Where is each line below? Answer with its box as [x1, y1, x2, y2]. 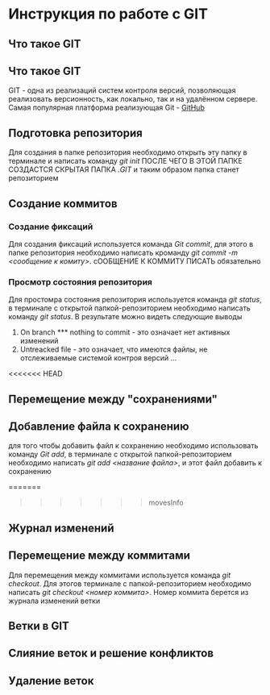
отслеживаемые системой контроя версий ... [19, 353, 177, 363]
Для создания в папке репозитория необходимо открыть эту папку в [8, 148, 247, 157]
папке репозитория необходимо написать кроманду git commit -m [8, 248, 239, 257]
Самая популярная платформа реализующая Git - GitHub [8, 102, 206, 113]
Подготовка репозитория [8, 126, 143, 139]
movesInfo [148, 497, 184, 508]
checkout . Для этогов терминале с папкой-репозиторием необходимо [8, 578, 251, 589]
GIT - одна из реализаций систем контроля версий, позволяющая [8, 85, 236, 95]
